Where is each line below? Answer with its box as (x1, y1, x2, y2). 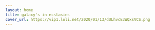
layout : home (5, 7, 33, 13)
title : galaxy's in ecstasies (5, 12, 70, 17)
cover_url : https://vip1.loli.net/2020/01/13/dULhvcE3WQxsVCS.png (5, 17, 150, 22)
